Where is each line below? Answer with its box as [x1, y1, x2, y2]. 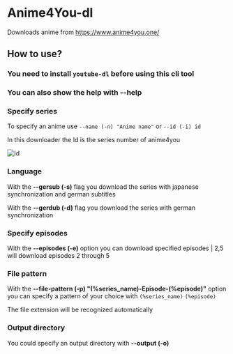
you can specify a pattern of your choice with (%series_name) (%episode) [7, 292, 216, 300]
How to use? [7, 48, 63, 60]
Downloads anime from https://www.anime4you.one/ [7, 28, 160, 36]
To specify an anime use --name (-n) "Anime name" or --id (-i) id [7, 122, 201, 130]
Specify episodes [7, 228, 68, 238]
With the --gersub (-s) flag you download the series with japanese [7, 183, 199, 191]
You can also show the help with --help [7, 88, 142, 98]
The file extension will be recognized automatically [7, 305, 153, 314]
